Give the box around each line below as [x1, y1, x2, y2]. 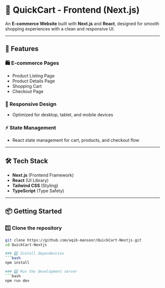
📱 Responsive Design [5, 101, 56, 107]
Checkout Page [12, 88, 44, 94]
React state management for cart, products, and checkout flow [12, 137, 139, 143]
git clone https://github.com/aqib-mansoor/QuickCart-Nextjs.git [5, 237, 141, 242]
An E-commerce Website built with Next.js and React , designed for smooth [5, 21, 160, 26]
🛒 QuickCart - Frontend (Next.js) [5, 4, 140, 16]
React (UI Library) [12, 178, 49, 183]
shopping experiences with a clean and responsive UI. [5, 26, 115, 31]
